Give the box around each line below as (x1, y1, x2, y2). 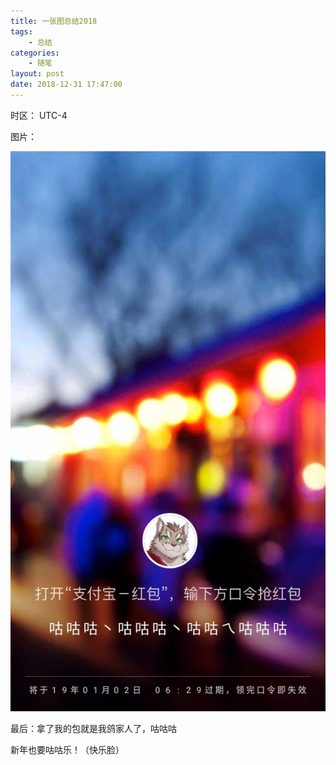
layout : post (10, 69, 65, 79)
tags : (10, 26, 33, 37)
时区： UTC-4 (10, 109, 68, 121)
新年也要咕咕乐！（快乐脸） (10, 743, 125, 755)
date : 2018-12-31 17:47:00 (10, 80, 123, 90)
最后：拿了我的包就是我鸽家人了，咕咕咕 (10, 722, 177, 734)
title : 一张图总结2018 (10, 16, 98, 26)
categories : (10, 48, 60, 58)
